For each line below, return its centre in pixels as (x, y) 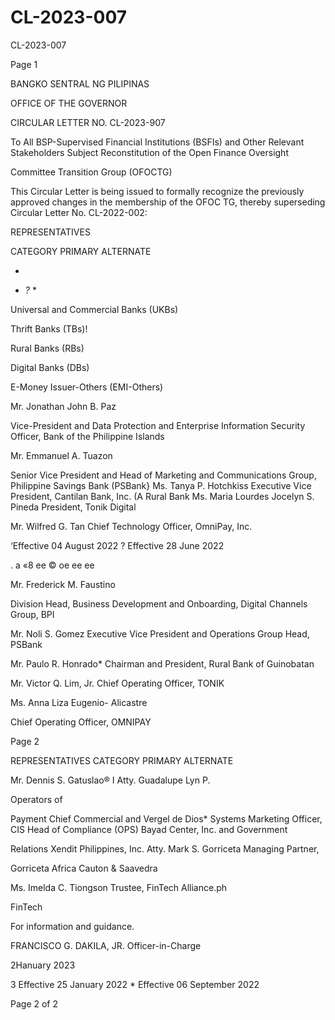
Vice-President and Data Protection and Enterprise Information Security (158, 425)
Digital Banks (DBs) (50, 367)
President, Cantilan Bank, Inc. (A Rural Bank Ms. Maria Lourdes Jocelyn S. (162, 496)
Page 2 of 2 (34, 1003)
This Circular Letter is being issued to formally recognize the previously (157, 191)
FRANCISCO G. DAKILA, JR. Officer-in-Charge (106, 945)
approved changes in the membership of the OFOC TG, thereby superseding (168, 202)
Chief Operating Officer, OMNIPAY (81, 722)
